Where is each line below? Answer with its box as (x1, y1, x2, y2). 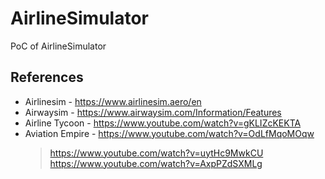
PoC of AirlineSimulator (10, 40, 107, 52)
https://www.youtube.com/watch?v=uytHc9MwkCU (49, 147, 264, 159)
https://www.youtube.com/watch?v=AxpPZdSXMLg (49, 157, 263, 169)
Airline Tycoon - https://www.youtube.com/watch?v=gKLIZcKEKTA (24, 117, 302, 129)
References (10, 69, 84, 86)
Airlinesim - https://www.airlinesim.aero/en (24, 95, 202, 107)
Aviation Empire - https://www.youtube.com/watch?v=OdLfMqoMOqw (24, 127, 315, 139)
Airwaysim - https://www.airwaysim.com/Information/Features (24, 106, 282, 118)
